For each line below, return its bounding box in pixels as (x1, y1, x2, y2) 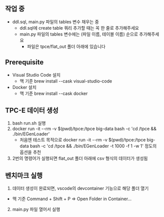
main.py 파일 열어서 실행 (12, 207, 60, 213)
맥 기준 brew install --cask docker (19, 90, 88, 96)
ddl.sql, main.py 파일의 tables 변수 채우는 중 (12, 19, 99, 25)
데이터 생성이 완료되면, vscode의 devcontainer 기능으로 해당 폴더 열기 (12, 185, 149, 191)
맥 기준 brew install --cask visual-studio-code (19, 78, 112, 84)
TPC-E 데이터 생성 (5, 106, 59, 115)
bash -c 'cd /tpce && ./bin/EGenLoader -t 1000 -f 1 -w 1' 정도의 (30, 143, 157, 149)
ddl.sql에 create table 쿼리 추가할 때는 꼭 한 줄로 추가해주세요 (19, 25, 139, 31)
